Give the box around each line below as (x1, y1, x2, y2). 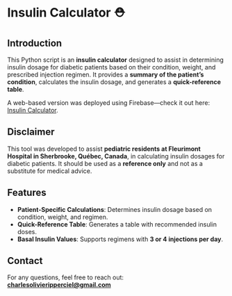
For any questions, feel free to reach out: (7, 273, 124, 281)
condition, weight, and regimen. (17, 213, 108, 221)
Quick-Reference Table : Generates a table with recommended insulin (17, 220, 217, 229)
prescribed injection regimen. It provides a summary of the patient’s (7, 70, 204, 79)
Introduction (7, 37, 63, 49)
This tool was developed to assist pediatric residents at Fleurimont (7, 145, 201, 153)
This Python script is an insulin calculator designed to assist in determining (7, 56, 224, 64)
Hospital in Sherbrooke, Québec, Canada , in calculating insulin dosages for (7, 151, 225, 160)
